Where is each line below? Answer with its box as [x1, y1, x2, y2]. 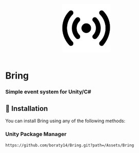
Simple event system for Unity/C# [5, 88, 91, 95]
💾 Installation [5, 104, 48, 113]
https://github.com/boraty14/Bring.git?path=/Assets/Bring [5, 143, 134, 148]
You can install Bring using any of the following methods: [5, 118, 126, 124]
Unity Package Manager [5, 130, 67, 138]
